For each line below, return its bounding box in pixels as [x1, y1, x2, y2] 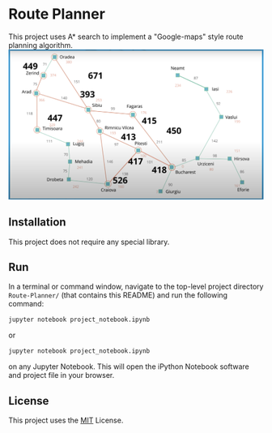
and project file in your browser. [8, 371, 115, 380]
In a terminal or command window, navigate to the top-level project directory [8, 281, 264, 292]
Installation [8, 216, 66, 229]
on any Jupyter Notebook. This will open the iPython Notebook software [8, 362, 249, 371]
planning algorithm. [8, 40, 73, 49]
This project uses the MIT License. [8, 415, 124, 425]
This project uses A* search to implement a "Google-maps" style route [8, 32, 244, 41]
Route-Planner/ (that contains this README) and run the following [8, 290, 228, 300]
